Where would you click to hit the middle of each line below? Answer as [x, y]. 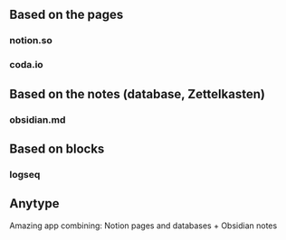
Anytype [34, 203]
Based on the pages [67, 15]
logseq [25, 174]
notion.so [31, 41]
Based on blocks [57, 148]
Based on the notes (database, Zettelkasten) [137, 94]
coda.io [26, 65]
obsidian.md [38, 119]
